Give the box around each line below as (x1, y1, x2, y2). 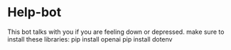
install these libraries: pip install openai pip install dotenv (7, 35, 173, 43)
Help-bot (7, 4, 62, 20)
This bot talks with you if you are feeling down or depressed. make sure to (7, 27, 225, 36)
